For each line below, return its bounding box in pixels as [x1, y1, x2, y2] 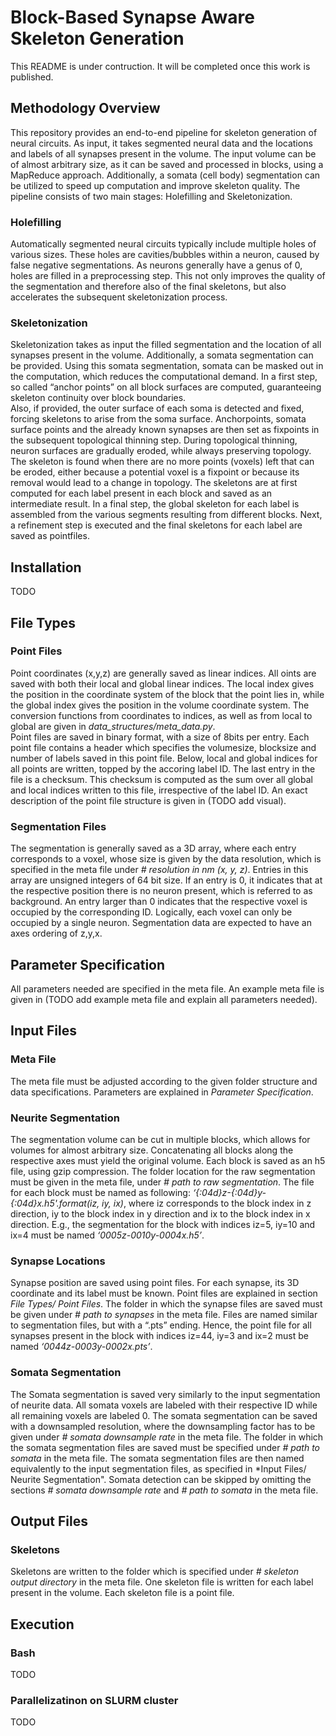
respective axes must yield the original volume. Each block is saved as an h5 [10, 1154, 326, 1166]
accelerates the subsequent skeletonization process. [10, 291, 228, 303]
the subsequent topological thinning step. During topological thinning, [10, 434, 298, 446]
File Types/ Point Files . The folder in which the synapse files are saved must [10, 1298, 323, 1310]
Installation [10, 559, 82, 576]
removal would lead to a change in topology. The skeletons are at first [10, 477, 298, 489]
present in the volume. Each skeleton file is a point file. [10, 1587, 235, 1599]
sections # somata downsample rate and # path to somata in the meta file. [10, 1484, 319, 1496]
